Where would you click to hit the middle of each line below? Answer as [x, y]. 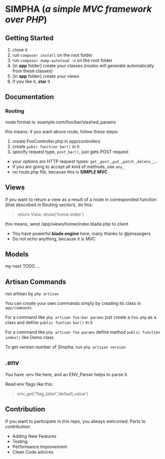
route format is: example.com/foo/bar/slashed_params [61, 122]
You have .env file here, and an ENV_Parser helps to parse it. [67, 374]
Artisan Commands [36, 282]
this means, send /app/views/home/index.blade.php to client [67, 224]
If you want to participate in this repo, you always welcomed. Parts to [75, 421]
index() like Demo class [30, 338]
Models [17, 254]
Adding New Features [34, 436]
